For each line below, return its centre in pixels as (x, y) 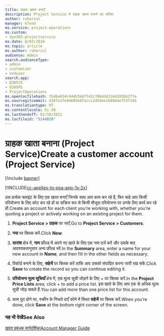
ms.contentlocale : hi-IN (30, 110)
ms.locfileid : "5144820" (30, 119)
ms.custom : (16, 32)
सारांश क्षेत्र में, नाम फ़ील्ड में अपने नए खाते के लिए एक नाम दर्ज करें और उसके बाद (74, 243)
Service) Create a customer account (79, 154)
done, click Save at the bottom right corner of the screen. (70, 305)
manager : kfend (21, 23)
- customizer (18, 69)
